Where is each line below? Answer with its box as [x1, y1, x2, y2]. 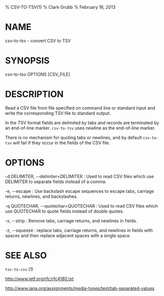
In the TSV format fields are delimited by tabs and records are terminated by [5, 119, 159, 125]
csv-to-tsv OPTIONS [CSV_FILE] [5, 71, 70, 77]
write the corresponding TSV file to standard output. [5, 110, 111, 116]
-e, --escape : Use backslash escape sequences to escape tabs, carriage [5, 188, 154, 194]
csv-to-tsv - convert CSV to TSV [5, 37, 71, 43]
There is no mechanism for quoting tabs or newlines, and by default [5, 134, 142, 140]
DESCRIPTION [5, 89, 64, 100]
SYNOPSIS [5, 55, 50, 66]
